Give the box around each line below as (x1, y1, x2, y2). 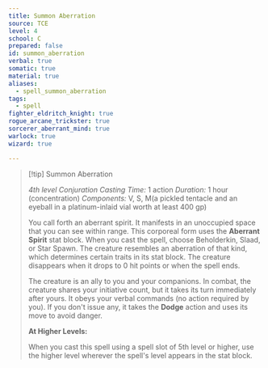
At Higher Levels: (27, 326, 88, 336)
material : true (8, 72, 60, 80)
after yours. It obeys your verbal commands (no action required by (27, 293, 249, 303)
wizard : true (8, 139, 52, 148)
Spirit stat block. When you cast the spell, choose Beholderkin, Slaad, (27, 235, 261, 244)
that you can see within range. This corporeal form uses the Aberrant (27, 226, 260, 235)
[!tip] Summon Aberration (27, 169, 113, 179)
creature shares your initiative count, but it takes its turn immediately (27, 285, 257, 294)
